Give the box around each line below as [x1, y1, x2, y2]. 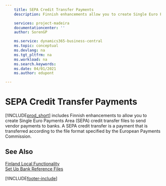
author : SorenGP [14, 30, 48, 35]
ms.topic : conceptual [14, 43, 58, 48]
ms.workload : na [14, 57, 48, 62]
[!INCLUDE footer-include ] [5, 175, 58, 181]
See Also [5, 148, 33, 156]
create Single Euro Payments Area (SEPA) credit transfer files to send [5, 118, 146, 124]
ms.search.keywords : [14, 62, 56, 66]
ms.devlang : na [14, 48, 45, 53]
